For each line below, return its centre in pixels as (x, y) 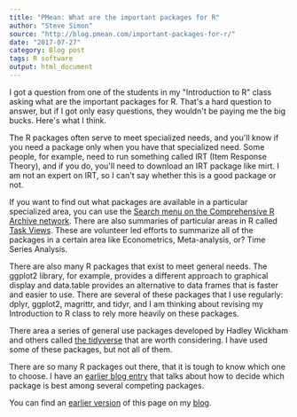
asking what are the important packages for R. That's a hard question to (141, 101)
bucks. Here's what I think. (58, 120)
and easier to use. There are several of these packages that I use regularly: (146, 295)
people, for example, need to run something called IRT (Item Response (138, 156)
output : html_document (51, 67)
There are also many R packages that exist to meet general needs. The (138, 266)
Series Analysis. (39, 248)
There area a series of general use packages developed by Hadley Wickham (148, 330)
